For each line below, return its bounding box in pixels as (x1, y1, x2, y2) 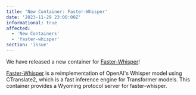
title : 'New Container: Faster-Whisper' (6, 8, 108, 15)
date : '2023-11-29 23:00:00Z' (6, 14, 82, 20)
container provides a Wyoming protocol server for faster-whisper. (6, 82, 167, 89)
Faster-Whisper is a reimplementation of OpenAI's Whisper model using (6, 69, 182, 77)
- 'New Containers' (11, 31, 60, 37)
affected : (6, 25, 31, 31)
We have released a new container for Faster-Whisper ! (6, 58, 140, 65)
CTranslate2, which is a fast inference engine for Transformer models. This (6, 75, 191, 83)
